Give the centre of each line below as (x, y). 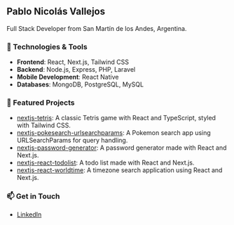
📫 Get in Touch (33, 196)
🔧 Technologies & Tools (47, 46)
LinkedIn (29, 214)
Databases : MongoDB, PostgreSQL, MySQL (80, 84)
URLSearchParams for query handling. (72, 141)
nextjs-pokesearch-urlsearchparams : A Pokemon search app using (113, 133)
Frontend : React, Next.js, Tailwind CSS (73, 62)
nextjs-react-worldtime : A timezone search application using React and (119, 170)
